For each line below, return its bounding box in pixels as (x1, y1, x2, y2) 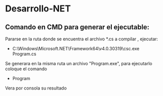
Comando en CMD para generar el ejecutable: (5, 23, 150, 31)
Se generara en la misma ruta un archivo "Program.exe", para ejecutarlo (5, 61, 153, 66)
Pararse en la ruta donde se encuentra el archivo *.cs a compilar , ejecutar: (5, 36, 158, 42)
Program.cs (12, 51, 36, 57)
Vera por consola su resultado (5, 85, 67, 91)
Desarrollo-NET (5, 3, 71, 14)
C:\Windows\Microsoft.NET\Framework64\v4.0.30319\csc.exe (12, 46, 140, 51)
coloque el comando (5, 66, 47, 72)
